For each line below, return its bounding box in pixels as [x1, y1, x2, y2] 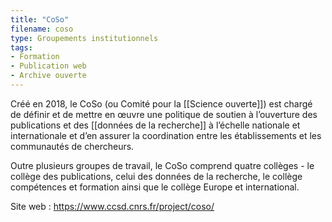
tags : [10, 42, 33, 53]
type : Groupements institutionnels [10, 33, 159, 43]
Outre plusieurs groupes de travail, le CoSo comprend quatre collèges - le [10, 159, 315, 171]
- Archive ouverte [10, 71, 87, 81]
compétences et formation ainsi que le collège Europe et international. [10, 181, 300, 193]
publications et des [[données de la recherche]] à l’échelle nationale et [10, 119, 301, 131]
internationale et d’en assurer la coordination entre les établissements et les [10, 129, 322, 141]
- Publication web [10, 61, 87, 71]
